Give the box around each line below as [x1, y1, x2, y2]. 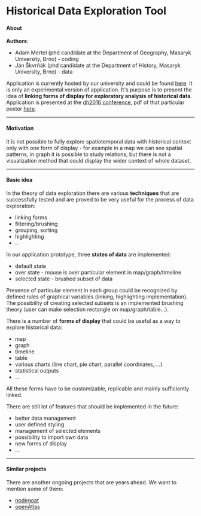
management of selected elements [14, 427, 100, 434]
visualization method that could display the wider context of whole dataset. [6, 157, 191, 164]
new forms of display [14, 439, 67, 447]
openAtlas [14, 503, 40, 510]
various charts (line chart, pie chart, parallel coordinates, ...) [14, 361, 163, 368]
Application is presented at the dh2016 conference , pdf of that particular [6, 99, 185, 106]
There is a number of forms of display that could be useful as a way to [6, 317, 181, 324]
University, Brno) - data [14, 68, 73, 75]
